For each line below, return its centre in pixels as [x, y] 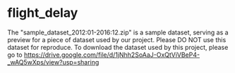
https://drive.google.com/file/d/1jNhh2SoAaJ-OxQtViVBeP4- [112, 55]
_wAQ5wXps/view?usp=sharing [53, 62]
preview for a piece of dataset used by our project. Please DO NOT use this [117, 39]
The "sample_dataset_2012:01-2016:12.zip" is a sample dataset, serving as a [118, 32]
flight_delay [43, 13]
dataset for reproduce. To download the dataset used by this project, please [118, 47]
